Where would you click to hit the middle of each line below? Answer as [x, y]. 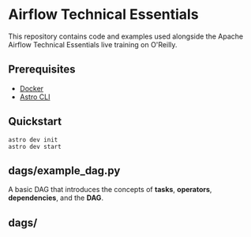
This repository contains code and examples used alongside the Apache [126, 36]
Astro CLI [35, 97]
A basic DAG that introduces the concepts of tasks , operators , [110, 190]
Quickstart [35, 122]
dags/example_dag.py [64, 170]
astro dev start [35, 146]
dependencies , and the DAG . [56, 198]
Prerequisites [42, 70]
